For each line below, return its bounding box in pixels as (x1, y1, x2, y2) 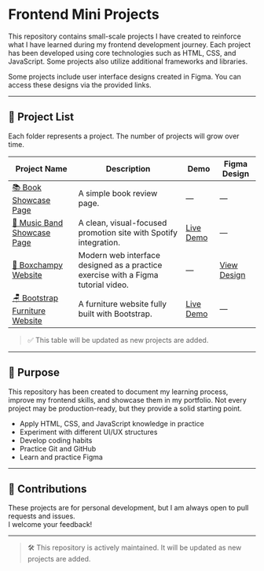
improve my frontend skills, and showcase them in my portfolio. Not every (8, 395, 247, 404)
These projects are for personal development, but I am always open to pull (8, 503, 249, 513)
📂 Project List (8, 110, 75, 123)
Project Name (15, 163, 68, 174)
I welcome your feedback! (8, 520, 93, 529)
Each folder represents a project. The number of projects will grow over (8, 131, 240, 141)
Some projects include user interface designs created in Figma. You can (8, 72, 242, 81)
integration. (78, 237, 120, 248)
